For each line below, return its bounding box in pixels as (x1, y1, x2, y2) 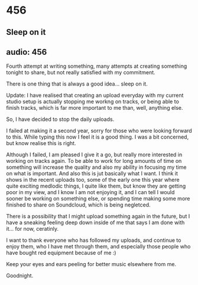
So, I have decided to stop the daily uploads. (6, 116, 115, 123)
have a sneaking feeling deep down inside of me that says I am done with (6, 219, 185, 226)
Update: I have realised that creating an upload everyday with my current (6, 92, 184, 99)
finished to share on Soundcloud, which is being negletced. (6, 201, 151, 208)
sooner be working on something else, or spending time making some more (6, 195, 190, 202)
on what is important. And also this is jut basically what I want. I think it (6, 170, 178, 177)
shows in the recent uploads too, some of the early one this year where (6, 176, 180, 184)
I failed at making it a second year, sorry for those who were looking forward (6, 127, 192, 135)
